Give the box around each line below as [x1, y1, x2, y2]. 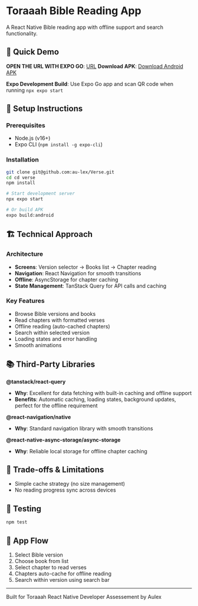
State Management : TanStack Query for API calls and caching [14, 282, 167, 289]
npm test [6, 519, 28, 525]
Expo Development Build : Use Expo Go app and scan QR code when [6, 80, 174, 87]
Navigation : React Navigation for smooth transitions [14, 269, 141, 276]
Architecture [6, 250, 44, 258]
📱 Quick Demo [6, 47, 60, 57]
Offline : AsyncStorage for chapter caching [14, 276, 119, 283]
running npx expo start [6, 87, 64, 94]
